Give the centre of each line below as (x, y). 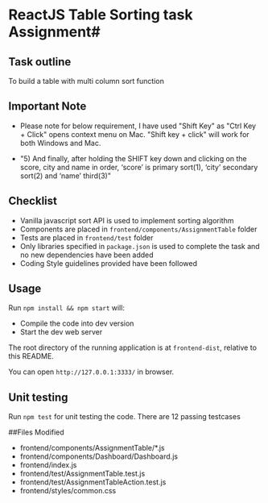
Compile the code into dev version (77, 323)
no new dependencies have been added (87, 255)
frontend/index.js (48, 465)
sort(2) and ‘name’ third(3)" (65, 176)
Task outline (40, 62)
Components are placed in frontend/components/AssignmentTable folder (138, 229)
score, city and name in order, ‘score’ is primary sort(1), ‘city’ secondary (139, 167)
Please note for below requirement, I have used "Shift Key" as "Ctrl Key (138, 126)
